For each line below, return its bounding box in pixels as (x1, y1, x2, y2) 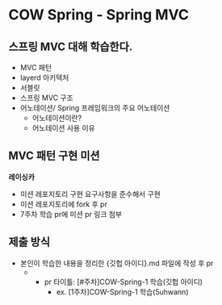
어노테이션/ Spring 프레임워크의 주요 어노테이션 (19, 103, 170, 112)
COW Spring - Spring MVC (8, 6, 190, 24)
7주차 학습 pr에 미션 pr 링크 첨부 (19, 209, 123, 219)
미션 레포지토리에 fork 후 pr (19, 199, 107, 209)
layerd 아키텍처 (19, 73, 69, 82)
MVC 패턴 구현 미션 (8, 149, 100, 163)
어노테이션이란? (31, 113, 82, 123)
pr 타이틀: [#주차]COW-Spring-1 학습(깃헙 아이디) (44, 277, 203, 286)
